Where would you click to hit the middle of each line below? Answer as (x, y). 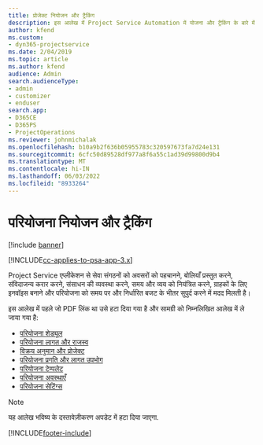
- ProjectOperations (42, 132)
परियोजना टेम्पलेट (41, 368)
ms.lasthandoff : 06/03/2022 (54, 177)
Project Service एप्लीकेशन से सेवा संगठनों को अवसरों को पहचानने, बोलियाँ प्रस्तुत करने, (121, 275)
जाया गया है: (23, 317)
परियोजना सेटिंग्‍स (41, 386)
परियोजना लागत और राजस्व (54, 342)
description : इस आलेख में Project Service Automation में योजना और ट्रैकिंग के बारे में (131, 23)
